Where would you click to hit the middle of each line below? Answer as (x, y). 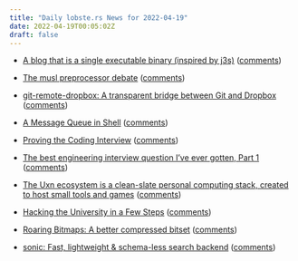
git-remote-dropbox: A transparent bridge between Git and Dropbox (149, 95)
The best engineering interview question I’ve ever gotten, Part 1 (141, 158)
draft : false (34, 34)
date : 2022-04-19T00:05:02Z (62, 26)
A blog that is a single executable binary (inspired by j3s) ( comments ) (152, 61)
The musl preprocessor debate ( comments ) (104, 78)
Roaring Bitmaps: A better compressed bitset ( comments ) (130, 230)
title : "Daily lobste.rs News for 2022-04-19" (99, 18)
